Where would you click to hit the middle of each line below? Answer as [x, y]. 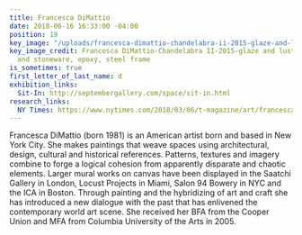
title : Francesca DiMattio [60, 18]
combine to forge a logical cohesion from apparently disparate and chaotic [147, 164]
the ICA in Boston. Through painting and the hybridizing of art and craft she [149, 193]
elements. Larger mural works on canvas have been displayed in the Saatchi [151, 174]
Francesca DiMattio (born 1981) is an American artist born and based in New [151, 135]
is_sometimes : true [46, 68]
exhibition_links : [44, 85]
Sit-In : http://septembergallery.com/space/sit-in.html [124, 93]
